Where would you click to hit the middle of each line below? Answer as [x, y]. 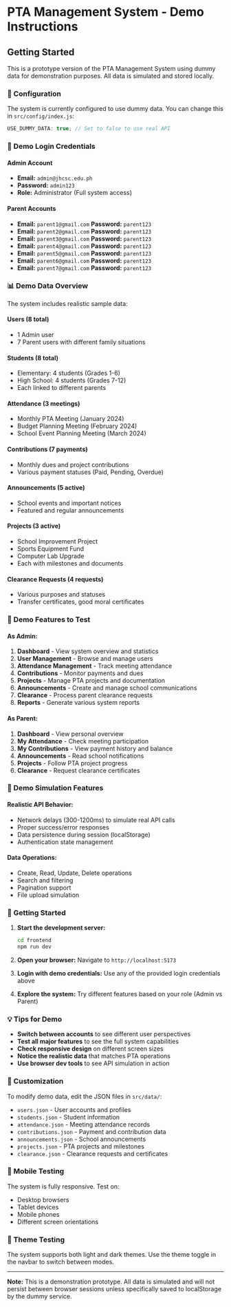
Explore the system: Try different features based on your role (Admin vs [120, 994]
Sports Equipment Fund [51, 549]
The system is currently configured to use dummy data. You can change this [115, 109]
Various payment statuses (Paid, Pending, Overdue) [90, 472]
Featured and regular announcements [70, 510]
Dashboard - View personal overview [70, 734]
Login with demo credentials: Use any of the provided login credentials [119, 973]
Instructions [43, 27]
